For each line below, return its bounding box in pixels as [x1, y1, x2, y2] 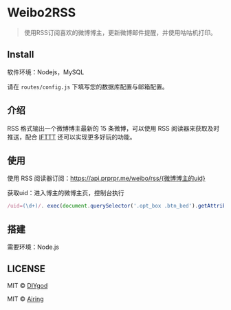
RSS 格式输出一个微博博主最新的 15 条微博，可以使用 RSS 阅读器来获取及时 [7, 124, 220, 132]
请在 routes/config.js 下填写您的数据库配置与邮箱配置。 [7, 82, 168, 91]
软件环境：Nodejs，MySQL [7, 67, 85, 76]
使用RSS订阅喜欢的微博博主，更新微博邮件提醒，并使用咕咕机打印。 [23, 28, 217, 36]
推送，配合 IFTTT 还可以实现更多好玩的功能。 [7, 133, 136, 141]
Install [7, 49, 34, 60]
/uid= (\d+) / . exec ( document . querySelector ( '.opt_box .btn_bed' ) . [7, 203, 198, 210]
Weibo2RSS [7, 5, 76, 21]
